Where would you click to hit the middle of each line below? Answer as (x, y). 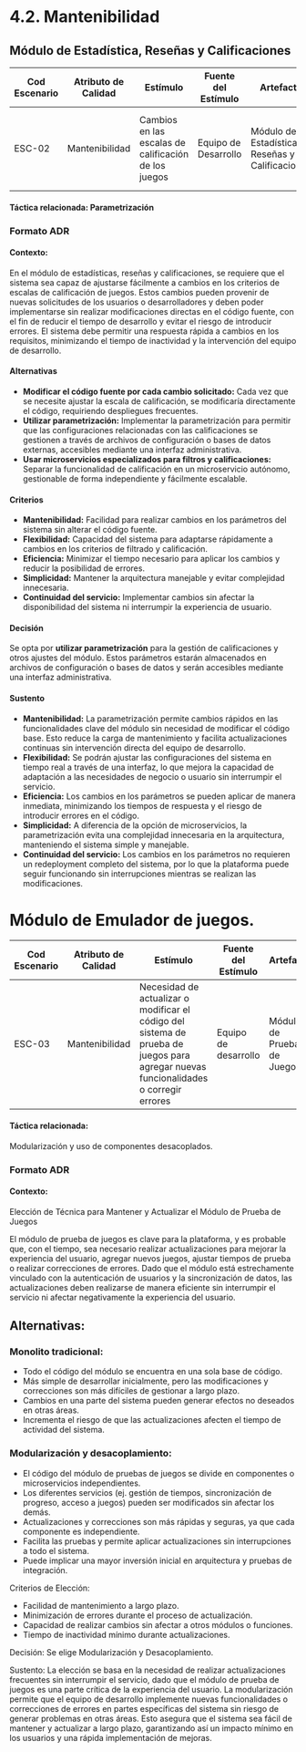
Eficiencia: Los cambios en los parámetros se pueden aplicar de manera (159, 796)
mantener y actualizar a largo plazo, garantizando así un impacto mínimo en (152, 1728)
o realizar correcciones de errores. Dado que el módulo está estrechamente (152, 1268)
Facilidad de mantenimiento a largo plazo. (101, 1605)
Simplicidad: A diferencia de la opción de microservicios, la (135, 825)
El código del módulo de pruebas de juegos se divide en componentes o (158, 1473)
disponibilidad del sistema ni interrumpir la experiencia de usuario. (147, 607)
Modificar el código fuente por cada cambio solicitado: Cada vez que (155, 391)
